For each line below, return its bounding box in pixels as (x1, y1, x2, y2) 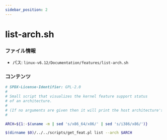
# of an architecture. (5, 99, 52, 104)
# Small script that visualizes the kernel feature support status (5, 94, 148, 99)
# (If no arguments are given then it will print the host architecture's (5, 108, 164, 113)
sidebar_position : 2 (5, 7, 48, 12)
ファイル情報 (5, 47, 36, 54)
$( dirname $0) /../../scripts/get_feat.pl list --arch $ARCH (5, 130, 133, 136)
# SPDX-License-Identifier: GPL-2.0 (5, 85, 81, 90)
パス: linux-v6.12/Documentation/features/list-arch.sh (12, 60, 129, 66)
